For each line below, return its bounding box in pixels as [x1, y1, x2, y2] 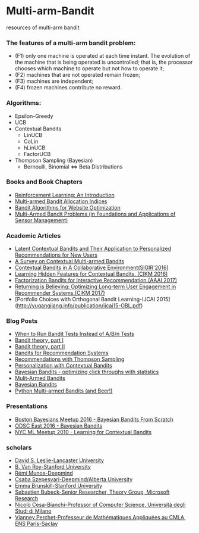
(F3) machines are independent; [14, 77, 94, 85]
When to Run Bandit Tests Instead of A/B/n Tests [14, 331, 135, 338]
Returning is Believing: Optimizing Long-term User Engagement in [14, 283, 176, 290]
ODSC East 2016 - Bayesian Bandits [14, 422, 103, 429]
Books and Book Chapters [6, 177, 83, 186]
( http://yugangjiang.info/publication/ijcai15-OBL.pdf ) [14, 302, 143, 309]
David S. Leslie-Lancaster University [14, 457, 104, 464]
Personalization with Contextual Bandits [14, 362, 112, 369]
